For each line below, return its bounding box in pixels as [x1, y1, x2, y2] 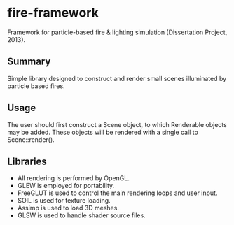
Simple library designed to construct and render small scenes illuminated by [7, 74, 227, 82]
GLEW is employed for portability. [17, 182, 115, 190]
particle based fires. [7, 82, 65, 90]
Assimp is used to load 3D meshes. [17, 204, 119, 212]
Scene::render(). [7, 135, 55, 144]
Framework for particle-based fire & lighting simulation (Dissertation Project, [7, 28, 228, 36]
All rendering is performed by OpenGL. [17, 174, 130, 182]
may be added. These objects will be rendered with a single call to [7, 128, 198, 136]
